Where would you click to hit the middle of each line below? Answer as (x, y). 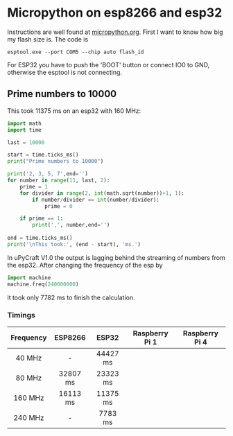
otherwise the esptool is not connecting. (65, 72)
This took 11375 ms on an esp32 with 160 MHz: (74, 111)
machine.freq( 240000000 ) (43, 284)
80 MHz (29, 378)
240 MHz (29, 417)
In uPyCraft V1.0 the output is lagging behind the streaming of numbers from (116, 257)
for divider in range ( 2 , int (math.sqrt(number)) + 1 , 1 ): (102, 193)
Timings (21, 315)
